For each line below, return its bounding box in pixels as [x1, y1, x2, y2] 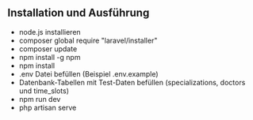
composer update [18, 43, 78, 54]
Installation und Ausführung [7, 6, 150, 20]
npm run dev [18, 94, 61, 103]
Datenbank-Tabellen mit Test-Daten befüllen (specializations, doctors [18, 77, 246, 87]
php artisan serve [18, 103, 77, 112]
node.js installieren [18, 27, 81, 36]
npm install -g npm [18, 52, 81, 62]
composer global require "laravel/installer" [18, 36, 158, 45]
